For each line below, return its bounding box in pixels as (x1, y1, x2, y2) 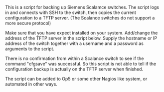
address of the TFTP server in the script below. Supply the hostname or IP (5, 35, 158, 41)
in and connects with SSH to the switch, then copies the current (5, 9, 136, 15)
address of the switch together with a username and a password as (5, 40, 144, 46)
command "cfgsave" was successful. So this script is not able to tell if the (5, 61, 156, 66)
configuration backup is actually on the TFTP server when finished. (5, 66, 144, 72)
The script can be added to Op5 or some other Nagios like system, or (5, 76, 148, 81)
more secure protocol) (5, 20, 51, 26)
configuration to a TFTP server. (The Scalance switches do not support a (5, 15, 155, 20)
